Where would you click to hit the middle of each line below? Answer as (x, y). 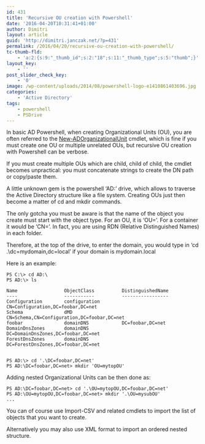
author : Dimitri (27, 29)
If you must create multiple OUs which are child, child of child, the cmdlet (99, 164)
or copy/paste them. (32, 177)
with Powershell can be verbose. (48, 152)
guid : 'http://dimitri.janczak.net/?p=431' (63, 41)
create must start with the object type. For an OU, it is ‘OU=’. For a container (102, 220)
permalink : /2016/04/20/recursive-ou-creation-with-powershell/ (90, 47)
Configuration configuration (53, 302)
